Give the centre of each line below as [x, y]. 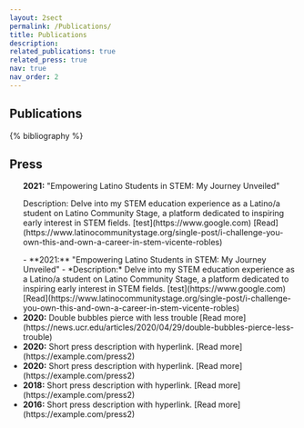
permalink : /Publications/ [61, 26]
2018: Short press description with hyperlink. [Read [119, 385]
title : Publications [49, 35]
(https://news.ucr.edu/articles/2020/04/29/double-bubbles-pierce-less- [158, 327]
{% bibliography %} [46, 135]
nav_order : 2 [34, 77]
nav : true [28, 69]
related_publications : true [63, 52]
